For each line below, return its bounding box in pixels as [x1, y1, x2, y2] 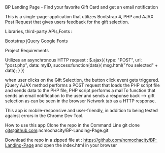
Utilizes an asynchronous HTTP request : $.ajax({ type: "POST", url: [5, 57, 142, 63]
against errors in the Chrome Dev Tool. [5, 113, 84, 119]
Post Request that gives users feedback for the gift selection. [5, 19, 129, 25]
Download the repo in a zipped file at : [5, 137, 83, 143]
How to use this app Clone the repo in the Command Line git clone [5, 122, 140, 128]
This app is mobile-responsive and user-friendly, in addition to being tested [5, 108, 158, 113]
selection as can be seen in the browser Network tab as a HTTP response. [5, 98, 156, 104]
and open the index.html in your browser [34, 142, 117, 148]
